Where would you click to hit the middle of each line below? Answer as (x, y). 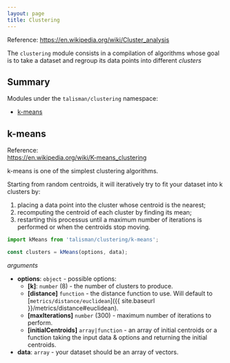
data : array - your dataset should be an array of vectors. (98, 352)
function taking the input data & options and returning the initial (117, 337)
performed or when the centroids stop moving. (84, 227)
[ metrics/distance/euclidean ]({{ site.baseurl (91, 300)
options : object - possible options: (67, 278)
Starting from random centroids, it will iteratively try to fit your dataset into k (115, 184)
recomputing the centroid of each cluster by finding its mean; (104, 213)
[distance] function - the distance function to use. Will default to (120, 293)
